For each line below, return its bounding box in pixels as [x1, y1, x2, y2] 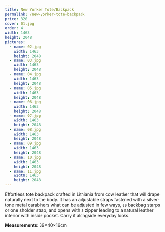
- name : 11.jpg [9, 169, 41, 174]
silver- [146, 197, 160, 202]
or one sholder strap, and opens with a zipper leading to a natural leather [5, 207, 154, 213]
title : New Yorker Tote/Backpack [5, 7, 74, 12]
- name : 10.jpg [9, 155, 41, 160]
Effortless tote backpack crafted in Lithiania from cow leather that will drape [5, 191, 160, 197]
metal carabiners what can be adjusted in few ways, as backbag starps [15, 202, 161, 208]
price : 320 [5, 16, 28, 21]
